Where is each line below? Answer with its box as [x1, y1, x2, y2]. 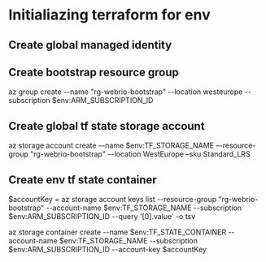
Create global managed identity [8, 38, 172, 52]
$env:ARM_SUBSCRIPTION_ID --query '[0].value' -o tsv [8, 212, 196, 221]
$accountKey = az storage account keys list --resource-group [8, 195, 217, 204]
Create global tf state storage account [8, 119, 205, 133]
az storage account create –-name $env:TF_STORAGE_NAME [8, 140, 214, 151]
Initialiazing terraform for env [8, 6, 211, 24]
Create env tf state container [8, 173, 157, 187]
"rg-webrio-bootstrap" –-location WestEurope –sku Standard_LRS [29, 149, 251, 159]
